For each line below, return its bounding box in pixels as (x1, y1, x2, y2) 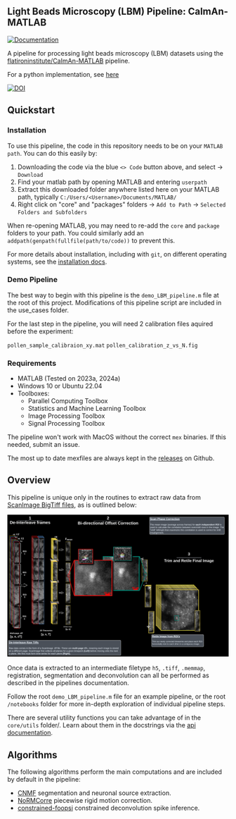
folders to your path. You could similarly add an (7, 228, 144, 237)
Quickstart (7, 104, 55, 116)
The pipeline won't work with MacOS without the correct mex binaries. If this (7, 433, 227, 441)
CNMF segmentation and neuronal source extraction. (17, 789, 171, 797)
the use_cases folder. (7, 306, 69, 314)
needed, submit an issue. (7, 441, 80, 449)
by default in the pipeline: (7, 775, 81, 784)
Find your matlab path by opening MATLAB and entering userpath (17, 178, 207, 186)
